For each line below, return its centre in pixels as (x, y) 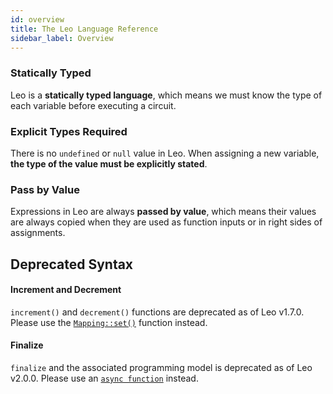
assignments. (38, 233)
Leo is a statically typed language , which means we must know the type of (166, 95)
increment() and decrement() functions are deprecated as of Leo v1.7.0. (157, 312)
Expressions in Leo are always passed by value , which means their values (163, 212)
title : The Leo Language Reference (84, 29)
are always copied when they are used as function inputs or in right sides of (166, 222)
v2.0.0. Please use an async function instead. (104, 378)
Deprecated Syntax (72, 264)
